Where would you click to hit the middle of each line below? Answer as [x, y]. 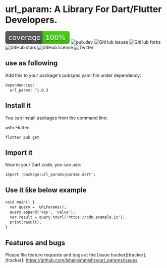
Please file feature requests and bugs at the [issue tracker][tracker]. [76, 255]
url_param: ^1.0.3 [29, 90]
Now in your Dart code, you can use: [43, 165]
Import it [19, 153]
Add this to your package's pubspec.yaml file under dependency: [73, 75]
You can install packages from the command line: [57, 118]
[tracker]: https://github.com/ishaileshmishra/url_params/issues [71, 260]
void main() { [20, 202]
